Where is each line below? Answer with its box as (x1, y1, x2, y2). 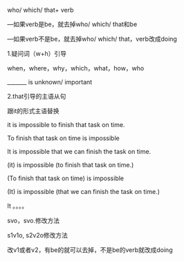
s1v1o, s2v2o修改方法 (7, 231, 68, 239)
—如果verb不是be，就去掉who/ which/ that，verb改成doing (7, 35, 178, 43)
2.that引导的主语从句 (7, 93, 66, 100)
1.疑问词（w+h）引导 (7, 50, 67, 57)
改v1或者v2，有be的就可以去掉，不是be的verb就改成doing (7, 246, 173, 254)
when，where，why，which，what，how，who (7, 64, 145, 72)
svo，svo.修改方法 (7, 217, 60, 224)
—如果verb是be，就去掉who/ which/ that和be (7, 20, 138, 28)
